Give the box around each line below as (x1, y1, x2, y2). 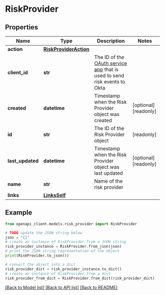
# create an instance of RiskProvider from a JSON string (5, 240, 126, 244)
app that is (94, 66, 119, 73)
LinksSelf (43, 192, 66, 198)
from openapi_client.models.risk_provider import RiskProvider (5, 221, 137, 226)
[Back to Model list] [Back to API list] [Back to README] (5, 285, 118, 291)
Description (97, 38, 125, 44)
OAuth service (94, 60, 127, 67)
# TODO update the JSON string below (5, 230, 82, 235)
